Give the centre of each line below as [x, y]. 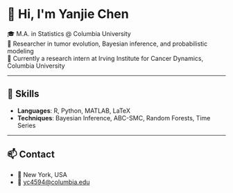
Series [26, 125]
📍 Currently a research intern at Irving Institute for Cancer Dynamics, [105, 58]
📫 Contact [31, 155]
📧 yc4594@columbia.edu [53, 182]
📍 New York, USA [42, 174]
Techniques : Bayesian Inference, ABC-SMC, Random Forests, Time [114, 118]
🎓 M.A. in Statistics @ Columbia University [69, 33]
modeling [21, 50]
